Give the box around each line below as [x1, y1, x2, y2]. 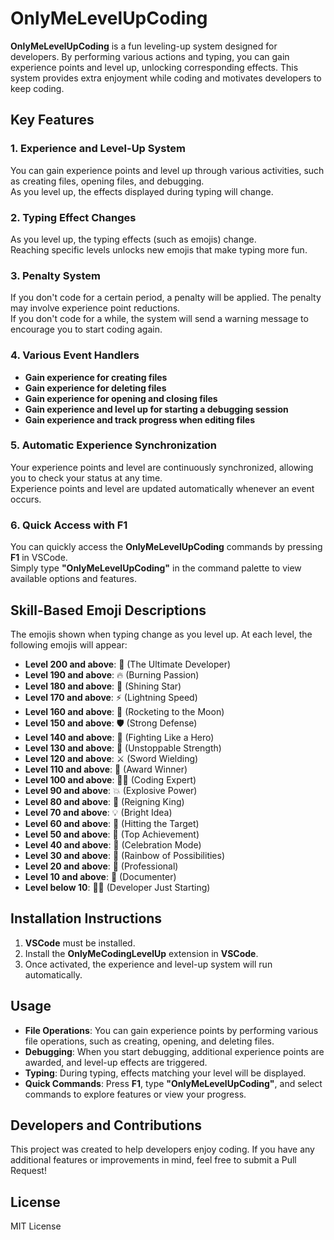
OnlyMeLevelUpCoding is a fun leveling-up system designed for [10, 40, 278, 52]
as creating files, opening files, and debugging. [10, 175, 205, 187]
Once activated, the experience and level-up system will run [24, 958, 273, 970]
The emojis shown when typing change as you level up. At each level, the [10, 628, 313, 640]
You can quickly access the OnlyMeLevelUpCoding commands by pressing [10, 541, 323, 553]
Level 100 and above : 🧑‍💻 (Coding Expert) [24, 773, 197, 786]
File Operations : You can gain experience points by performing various [24, 1024, 319, 1036]
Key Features [10, 112, 95, 129]
